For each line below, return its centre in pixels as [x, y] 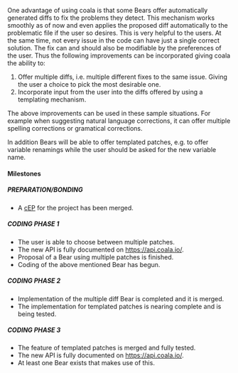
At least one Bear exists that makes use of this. [86, 363]
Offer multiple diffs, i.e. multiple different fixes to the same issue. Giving [122, 77]
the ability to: [27, 63]
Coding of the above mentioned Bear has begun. [89, 264]
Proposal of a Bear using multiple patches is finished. [96, 257]
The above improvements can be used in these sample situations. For [109, 113]
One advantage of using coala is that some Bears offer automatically [108, 10]
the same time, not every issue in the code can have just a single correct [114, 40]
